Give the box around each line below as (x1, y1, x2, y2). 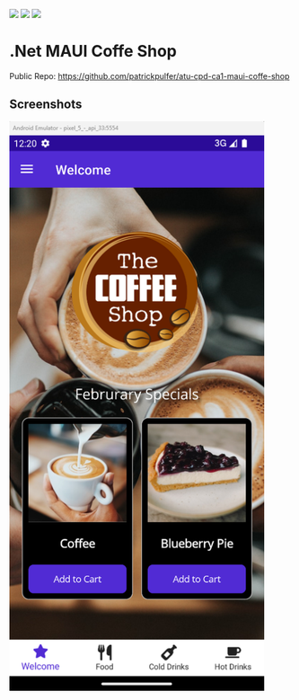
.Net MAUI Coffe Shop (9, 41, 177, 62)
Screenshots (9, 97, 83, 112)
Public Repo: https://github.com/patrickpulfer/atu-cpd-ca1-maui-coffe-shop (9, 70, 290, 81)
